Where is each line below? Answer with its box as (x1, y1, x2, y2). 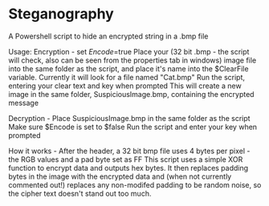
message (8, 98, 39, 107)
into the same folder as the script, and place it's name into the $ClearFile (8, 63, 249, 73)
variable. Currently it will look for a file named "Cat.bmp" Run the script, (8, 72, 246, 82)
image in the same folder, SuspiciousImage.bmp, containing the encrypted (8, 89, 255, 99)
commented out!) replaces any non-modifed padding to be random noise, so (8, 180, 262, 189)
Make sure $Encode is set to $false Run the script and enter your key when (8, 122, 258, 131)
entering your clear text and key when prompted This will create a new (8, 81, 243, 91)
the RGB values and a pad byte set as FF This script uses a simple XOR (8, 154, 243, 164)
